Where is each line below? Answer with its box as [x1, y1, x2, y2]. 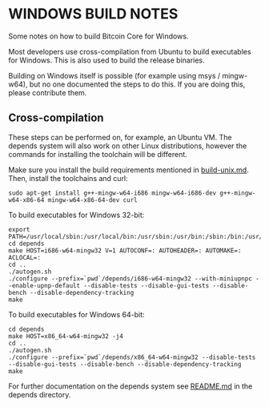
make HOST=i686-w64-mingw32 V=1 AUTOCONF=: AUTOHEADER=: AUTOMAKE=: [8, 246, 242, 255]
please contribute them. [8, 87, 87, 97]
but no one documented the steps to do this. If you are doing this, [29, 79, 246, 89]
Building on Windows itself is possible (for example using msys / [8, 71, 221, 80]
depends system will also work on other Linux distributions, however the [8, 141, 247, 151]
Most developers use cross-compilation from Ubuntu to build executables [8, 46, 251, 56]
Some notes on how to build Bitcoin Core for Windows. [8, 31, 189, 41]
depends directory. [8, 389, 71, 399]
